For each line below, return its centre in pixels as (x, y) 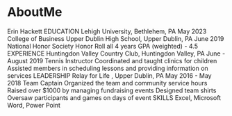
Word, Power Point (34, 105)
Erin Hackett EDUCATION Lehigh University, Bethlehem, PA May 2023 (107, 31)
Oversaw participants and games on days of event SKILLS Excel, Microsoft (114, 97)
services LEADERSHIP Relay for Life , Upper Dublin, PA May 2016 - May (109, 75)
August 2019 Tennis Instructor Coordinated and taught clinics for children (112, 60)
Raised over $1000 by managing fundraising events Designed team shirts (112, 90)
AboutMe (35, 12)
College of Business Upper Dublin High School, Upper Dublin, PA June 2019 (116, 38)
